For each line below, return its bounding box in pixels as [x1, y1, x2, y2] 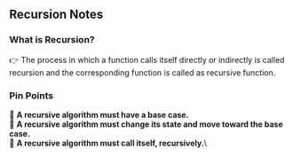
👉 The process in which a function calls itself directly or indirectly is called [9, 54, 285, 65]
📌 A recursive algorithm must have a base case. [9, 109, 189, 120]
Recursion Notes [9, 7, 104, 22]
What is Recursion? [9, 34, 95, 46]
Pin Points [9, 89, 54, 101]
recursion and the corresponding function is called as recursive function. [9, 67, 276, 78]
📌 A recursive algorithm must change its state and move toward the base [9, 119, 283, 130]
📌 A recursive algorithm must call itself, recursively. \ [9, 137, 207, 148]
